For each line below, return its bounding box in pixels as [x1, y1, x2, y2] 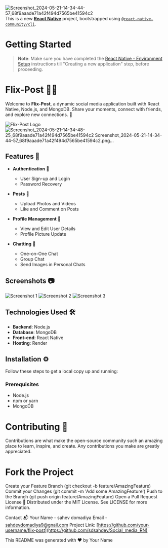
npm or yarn [12, 398, 38, 404]
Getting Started [5, 39, 72, 50]
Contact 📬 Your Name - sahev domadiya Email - [5, 515, 107, 521]
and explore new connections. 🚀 [5, 112, 72, 118]
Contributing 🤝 [5, 421, 68, 432]
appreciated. [5, 449, 32, 455]
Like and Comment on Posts [20, 206, 79, 212]
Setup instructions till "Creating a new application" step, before [17, 61, 149, 67]
